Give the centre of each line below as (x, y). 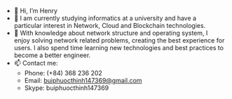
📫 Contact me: (36, 63)
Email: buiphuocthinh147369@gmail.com (83, 81)
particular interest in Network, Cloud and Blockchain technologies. (110, 25)
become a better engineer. (52, 55)
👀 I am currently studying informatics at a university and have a (105, 18)
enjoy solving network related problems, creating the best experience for (119, 40)
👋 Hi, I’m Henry (36, 11)
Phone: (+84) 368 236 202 (63, 73)
